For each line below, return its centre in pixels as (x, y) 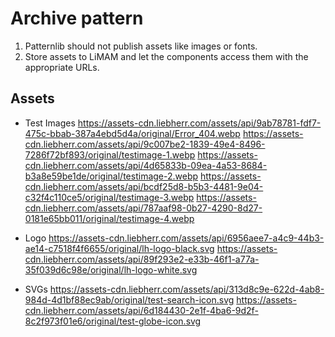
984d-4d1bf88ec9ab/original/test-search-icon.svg (129, 299)
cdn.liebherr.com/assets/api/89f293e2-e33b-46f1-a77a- (142, 259)
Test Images (50, 123)
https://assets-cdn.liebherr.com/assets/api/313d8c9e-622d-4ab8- (187, 289)
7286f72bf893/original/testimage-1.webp (110, 154)
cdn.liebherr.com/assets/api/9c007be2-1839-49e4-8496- (145, 144)
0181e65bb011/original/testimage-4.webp (109, 218)
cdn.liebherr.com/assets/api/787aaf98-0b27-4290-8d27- (143, 208)
